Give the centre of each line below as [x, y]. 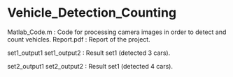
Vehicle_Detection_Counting [92, 13]
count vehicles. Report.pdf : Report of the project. [79, 39]
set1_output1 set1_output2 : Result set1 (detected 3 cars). [89, 53]
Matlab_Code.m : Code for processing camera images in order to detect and [117, 32]
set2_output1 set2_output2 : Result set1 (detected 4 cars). [90, 66]
